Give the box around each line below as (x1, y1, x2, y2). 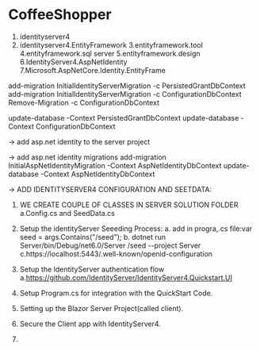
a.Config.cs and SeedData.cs (19, 208, 115, 217)
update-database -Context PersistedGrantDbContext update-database (8, 113, 239, 122)
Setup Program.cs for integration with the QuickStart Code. (19, 288, 213, 298)
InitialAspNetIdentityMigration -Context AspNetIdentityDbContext (8, 160, 222, 170)
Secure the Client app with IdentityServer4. (19, 319, 161, 329)
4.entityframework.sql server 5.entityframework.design (19, 48, 201, 58)
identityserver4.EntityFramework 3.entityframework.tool (19, 40, 204, 49)
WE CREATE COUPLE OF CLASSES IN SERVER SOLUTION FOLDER (19, 200, 239, 210)
